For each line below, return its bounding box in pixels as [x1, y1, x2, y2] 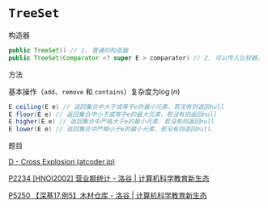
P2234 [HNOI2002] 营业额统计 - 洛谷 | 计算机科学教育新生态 [8, 173, 210, 183]
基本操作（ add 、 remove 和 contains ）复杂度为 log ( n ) [8, 86, 181, 96]
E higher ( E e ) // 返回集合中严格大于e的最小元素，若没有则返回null [8, 118, 215, 126]
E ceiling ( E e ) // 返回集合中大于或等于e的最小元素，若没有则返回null [8, 102, 225, 110]
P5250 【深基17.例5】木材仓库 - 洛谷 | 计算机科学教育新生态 [8, 191, 207, 201]
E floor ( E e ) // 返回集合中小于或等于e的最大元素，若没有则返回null [8, 110, 217, 119]
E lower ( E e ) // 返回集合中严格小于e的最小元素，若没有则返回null [8, 125, 212, 134]
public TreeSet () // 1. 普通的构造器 [8, 46, 129, 54]
